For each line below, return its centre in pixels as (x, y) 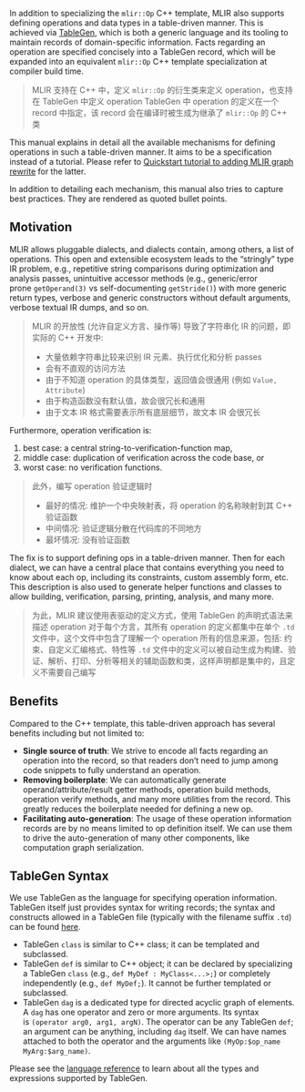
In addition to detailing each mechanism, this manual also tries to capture (147, 189)
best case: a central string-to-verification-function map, (127, 448)
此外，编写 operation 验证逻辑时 (92, 485)
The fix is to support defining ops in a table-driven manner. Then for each (147, 557)
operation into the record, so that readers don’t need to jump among (150, 760)
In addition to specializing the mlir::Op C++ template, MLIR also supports (147, 13)
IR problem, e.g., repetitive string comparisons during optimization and (142, 269)
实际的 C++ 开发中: (67, 337)
